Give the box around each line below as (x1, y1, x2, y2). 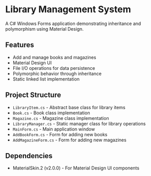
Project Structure (5, 91, 61, 99)
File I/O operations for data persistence (12, 65, 95, 71)
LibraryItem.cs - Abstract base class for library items (12, 104, 126, 110)
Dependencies (5, 152, 53, 160)
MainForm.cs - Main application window (12, 126, 95, 132)
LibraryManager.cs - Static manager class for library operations (12, 120, 146, 127)
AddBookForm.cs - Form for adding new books (12, 131, 108, 137)
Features (5, 41, 34, 49)
